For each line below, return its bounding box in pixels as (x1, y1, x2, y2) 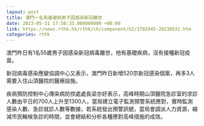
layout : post (6, 9, 39, 15)
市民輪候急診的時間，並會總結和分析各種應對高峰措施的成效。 (11, 113, 166, 121)
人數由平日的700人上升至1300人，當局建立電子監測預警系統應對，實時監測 (6, 98, 193, 105)
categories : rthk (6, 32, 50, 38)
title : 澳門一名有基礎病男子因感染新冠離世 (6, 15, 103, 21)
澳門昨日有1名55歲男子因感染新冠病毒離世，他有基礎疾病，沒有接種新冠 (6, 49, 185, 57)
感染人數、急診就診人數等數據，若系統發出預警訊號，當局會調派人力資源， (6, 105, 192, 113)
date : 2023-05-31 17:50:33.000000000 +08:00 (6, 20, 121, 26)
